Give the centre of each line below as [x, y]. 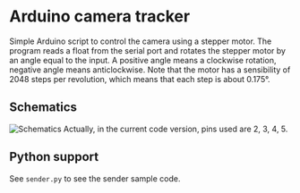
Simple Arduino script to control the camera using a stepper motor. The [141, 41]
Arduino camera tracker [100, 17]
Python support [54, 157]
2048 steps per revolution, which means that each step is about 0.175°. [140, 79]
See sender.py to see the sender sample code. [95, 178]
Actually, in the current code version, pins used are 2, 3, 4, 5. [176, 129]
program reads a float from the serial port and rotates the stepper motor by [148, 50]
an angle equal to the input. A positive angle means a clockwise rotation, [143, 60]
